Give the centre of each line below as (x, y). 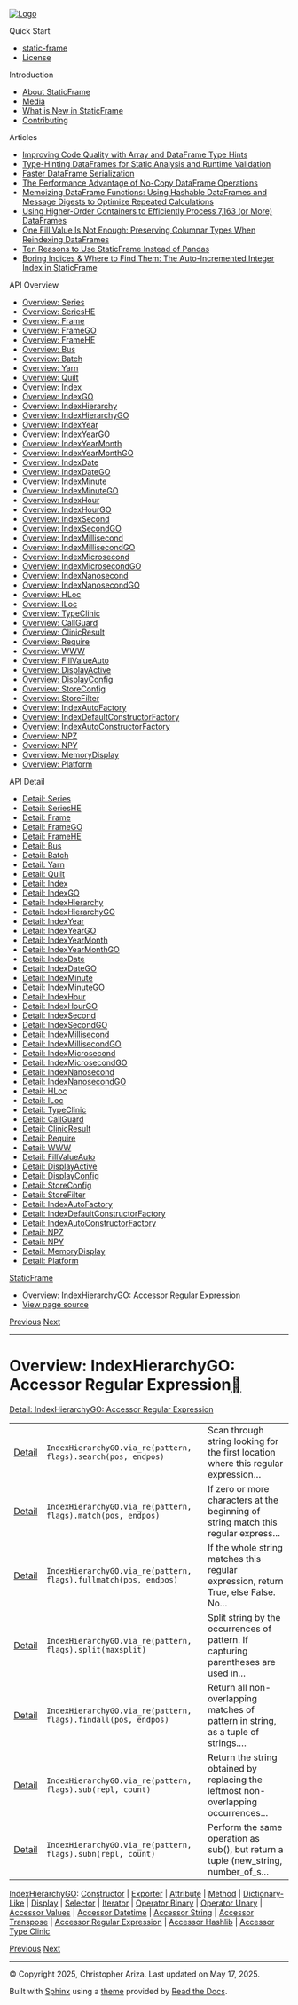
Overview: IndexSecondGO (71, 529)
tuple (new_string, (245, 1860)
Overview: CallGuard (60, 623)
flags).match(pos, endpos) (103, 1515)
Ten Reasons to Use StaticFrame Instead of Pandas (116, 249)
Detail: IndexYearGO (59, 931)
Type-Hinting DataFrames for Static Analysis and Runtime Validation (146, 164)
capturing (227, 1651)
